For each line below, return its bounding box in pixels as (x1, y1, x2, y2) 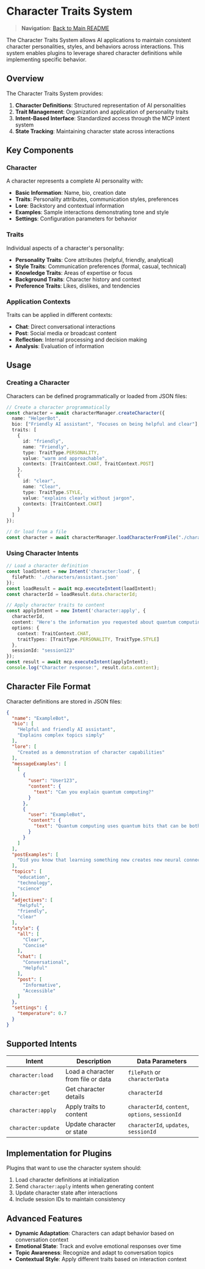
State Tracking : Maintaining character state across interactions (15, 127, 175, 135)
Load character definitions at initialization (15, 1176, 119, 1184)
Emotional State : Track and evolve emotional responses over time (15, 1243, 182, 1250)
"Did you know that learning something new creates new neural (17, 857, 182, 864)
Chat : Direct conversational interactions (15, 323, 116, 330)
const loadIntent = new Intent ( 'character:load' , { (6, 569, 140, 575)
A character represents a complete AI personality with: (6, 177, 143, 184)
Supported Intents (6, 1039, 77, 1049)
